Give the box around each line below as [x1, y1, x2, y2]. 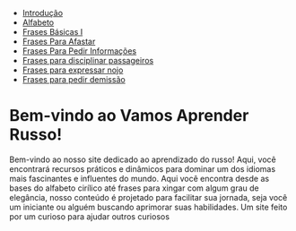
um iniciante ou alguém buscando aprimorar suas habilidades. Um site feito [9, 201, 288, 212]
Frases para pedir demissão [22, 74, 126, 84]
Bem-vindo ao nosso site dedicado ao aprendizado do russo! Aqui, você [9, 154, 276, 165]
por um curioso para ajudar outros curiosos [9, 210, 170, 222]
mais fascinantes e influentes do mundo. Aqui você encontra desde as [9, 173, 270, 184]
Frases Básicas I [22, 27, 83, 37]
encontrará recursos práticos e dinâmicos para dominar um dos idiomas [9, 163, 276, 174]
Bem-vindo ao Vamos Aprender [9, 106, 249, 126]
